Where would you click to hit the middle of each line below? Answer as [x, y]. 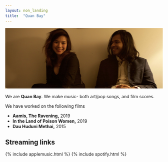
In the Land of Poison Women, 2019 [50, 121]
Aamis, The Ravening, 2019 [41, 116]
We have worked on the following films [45, 106]
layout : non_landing [27, 10]
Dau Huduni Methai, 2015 [39, 127]
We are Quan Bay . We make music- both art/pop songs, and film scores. [80, 97]
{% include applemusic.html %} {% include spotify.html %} [66, 154]
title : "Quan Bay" [25, 16]
